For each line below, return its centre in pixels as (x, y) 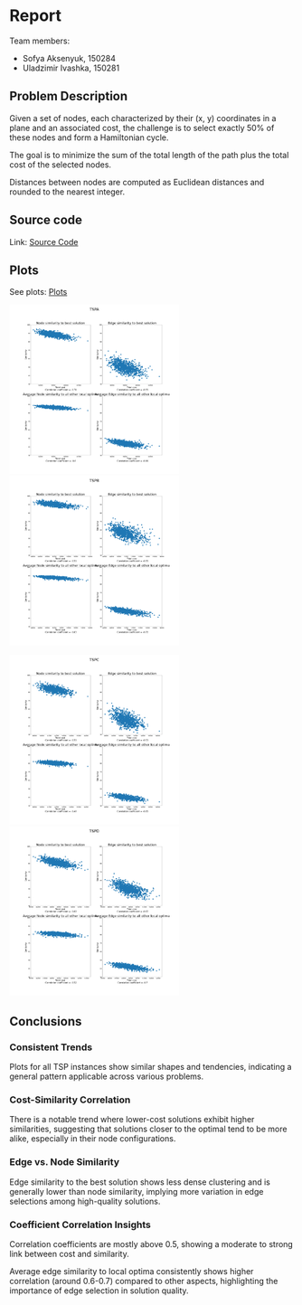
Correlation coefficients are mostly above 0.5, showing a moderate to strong (151, 1244)
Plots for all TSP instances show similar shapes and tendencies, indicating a (151, 1067)
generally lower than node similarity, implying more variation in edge (137, 1191)
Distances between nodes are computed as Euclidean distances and (137, 182)
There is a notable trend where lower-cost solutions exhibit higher (132, 1120)
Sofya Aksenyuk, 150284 (69, 58)
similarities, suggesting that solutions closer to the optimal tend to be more (148, 1129)
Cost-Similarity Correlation (70, 1100)
